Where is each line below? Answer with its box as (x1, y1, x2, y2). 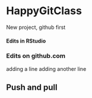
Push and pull (6, 83, 58, 93)
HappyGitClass (6, 4, 82, 18)
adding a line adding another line (6, 65, 87, 72)
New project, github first (6, 24, 66, 31)
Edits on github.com (6, 52, 66, 60)
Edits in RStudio (6, 37, 46, 44)
